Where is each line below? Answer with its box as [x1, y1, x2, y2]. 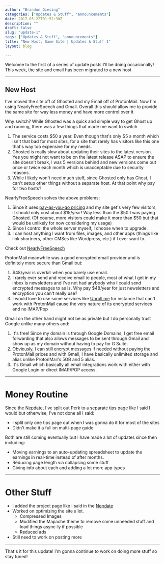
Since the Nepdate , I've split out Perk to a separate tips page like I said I [5, 405, 151, 411]
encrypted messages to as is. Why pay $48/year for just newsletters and [12, 285, 160, 291]
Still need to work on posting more [12, 534, 82, 540]
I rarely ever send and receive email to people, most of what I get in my [12, 275, 156, 281]
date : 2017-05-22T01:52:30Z [5, 16, 63, 21]
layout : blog [5, 44, 32, 49]
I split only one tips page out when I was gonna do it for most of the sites [12, 420, 160, 425]
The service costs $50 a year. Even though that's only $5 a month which [12, 133, 159, 139]
